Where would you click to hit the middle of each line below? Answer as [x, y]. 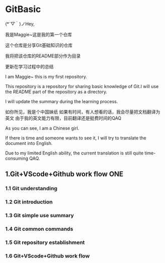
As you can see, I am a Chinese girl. [42, 128]
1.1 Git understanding [31, 189]
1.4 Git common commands [39, 229]
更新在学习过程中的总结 [29, 66]
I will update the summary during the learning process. [62, 101]
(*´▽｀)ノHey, [20, 24]
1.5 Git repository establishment [45, 242]
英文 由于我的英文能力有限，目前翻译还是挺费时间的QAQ [63, 118]
